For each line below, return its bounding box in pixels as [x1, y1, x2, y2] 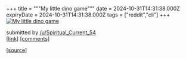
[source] [6, 47, 27, 54]
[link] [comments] [6, 35, 50, 42]
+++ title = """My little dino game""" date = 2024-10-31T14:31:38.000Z [6, 5, 180, 12]
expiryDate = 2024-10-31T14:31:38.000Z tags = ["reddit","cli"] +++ [6, 11, 170, 18]
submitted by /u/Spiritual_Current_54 [6, 29, 97, 36]
